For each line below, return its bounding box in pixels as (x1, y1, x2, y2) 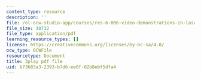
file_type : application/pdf (6, 31, 77, 37)
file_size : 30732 (6, 25, 50, 31)
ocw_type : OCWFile (6, 48, 52, 53)
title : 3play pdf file (6, 58, 63, 64)
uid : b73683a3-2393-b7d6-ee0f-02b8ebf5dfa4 (6, 64, 117, 70)
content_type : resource (6, 8, 66, 15)
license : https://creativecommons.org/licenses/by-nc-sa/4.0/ (6, 42, 165, 48)
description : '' (6, 14, 47, 20)
